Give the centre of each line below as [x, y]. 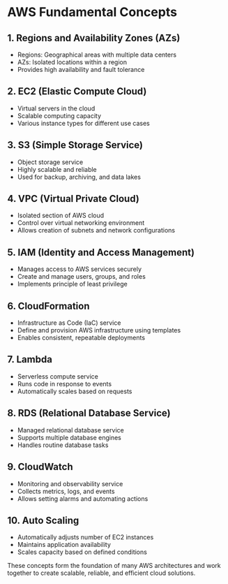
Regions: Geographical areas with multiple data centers [97, 54]
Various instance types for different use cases [83, 123]
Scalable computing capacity [59, 115]
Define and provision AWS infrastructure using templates [99, 330]
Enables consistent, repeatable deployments [81, 338]
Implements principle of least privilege [72, 284]
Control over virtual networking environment [81, 223]
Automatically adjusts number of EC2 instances [85, 537]
